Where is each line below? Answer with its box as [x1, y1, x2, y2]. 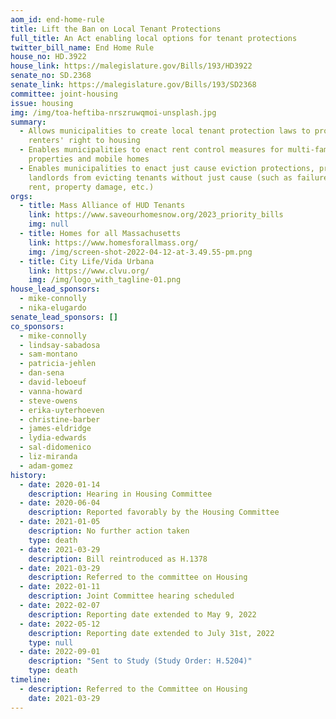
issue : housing [10, 98, 74, 108]
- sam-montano [19, 349, 78, 360]
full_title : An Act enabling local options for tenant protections [10, 33, 298, 43]
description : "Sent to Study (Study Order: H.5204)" [28, 656, 253, 666]
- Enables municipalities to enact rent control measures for [19, 145, 284, 155]
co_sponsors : [10, 321, 65, 331]
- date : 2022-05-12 [19, 619, 101, 629]
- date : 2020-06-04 [19, 498, 101, 508]
